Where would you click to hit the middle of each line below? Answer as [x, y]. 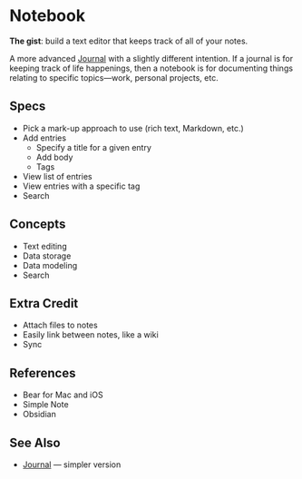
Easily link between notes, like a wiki [90, 335]
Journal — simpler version [72, 464]
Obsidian [39, 415]
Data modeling [50, 265]
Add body [54, 157]
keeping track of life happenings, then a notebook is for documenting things [151, 68]
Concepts [38, 225]
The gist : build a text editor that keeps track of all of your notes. [129, 41]
